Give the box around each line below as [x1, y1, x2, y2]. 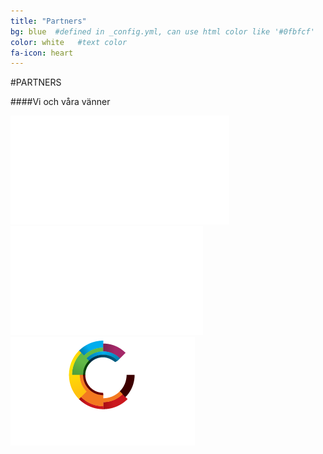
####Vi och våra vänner [10, 96, 111, 108]
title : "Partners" [10, 16, 87, 26]
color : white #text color [10, 37, 128, 47]
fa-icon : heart [10, 48, 74, 58]
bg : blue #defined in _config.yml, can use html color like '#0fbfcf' [10, 26, 315, 37]
